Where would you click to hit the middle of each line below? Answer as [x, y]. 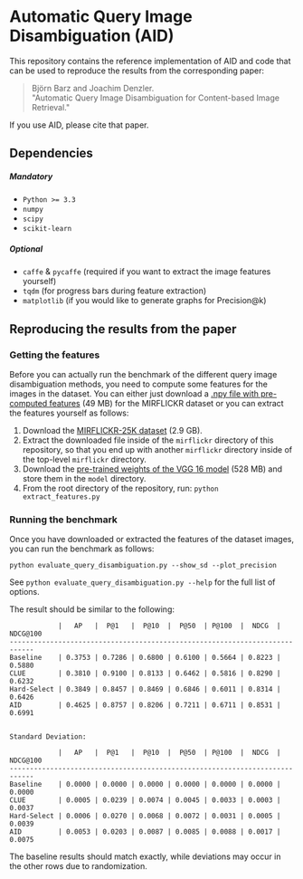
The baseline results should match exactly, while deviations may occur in [145, 856]
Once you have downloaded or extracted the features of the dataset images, [152, 540]
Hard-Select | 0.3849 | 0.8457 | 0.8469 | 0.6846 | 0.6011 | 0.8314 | [145, 690]
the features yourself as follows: [69, 413]
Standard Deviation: [48, 737]
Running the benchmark [63, 520]
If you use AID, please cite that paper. [79, 125]
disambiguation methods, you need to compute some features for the [139, 384]
